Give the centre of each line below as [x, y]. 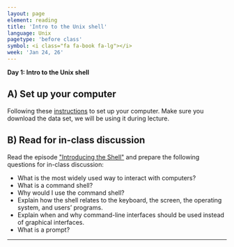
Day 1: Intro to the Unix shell [48, 72]
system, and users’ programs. [60, 207]
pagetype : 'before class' [45, 40]
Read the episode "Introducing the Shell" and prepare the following [103, 157]
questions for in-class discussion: [56, 164]
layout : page [26, 14]
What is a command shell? [55, 185]
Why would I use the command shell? [71, 193]
